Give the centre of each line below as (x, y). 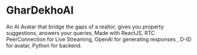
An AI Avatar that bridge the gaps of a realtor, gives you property (85, 27)
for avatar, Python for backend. (44, 46)
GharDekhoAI (40, 10)
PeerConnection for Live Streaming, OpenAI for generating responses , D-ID (99, 39)
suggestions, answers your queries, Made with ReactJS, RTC (80, 33)
